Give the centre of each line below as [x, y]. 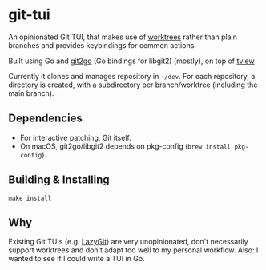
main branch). [31, 93]
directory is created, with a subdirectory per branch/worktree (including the [133, 85]
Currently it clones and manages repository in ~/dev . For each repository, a [132, 76]
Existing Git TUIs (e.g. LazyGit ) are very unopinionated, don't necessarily [128, 242]
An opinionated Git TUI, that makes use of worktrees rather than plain [123, 37]
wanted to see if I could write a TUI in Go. [77, 259]
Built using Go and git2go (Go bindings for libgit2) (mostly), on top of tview [131, 61]
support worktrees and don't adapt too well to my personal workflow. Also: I [133, 250]
